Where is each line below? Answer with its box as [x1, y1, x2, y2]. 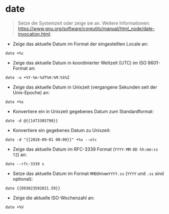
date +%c [5, 51, 24, 56]
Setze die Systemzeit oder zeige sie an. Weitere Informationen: [17, 20, 151, 26]
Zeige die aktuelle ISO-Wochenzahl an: [12, 195, 95, 201]
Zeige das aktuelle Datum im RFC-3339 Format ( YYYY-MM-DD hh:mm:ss [12, 146, 158, 152]
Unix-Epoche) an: [12, 89, 50, 95]
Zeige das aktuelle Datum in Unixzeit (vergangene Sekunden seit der [12, 84, 157, 90]
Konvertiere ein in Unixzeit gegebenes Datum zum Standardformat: [12, 108, 154, 114]
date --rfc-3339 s [5, 161, 44, 166]
